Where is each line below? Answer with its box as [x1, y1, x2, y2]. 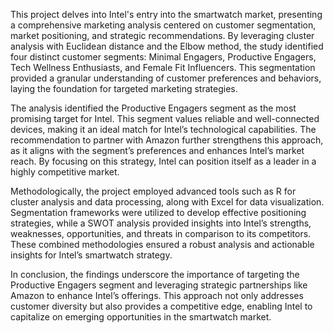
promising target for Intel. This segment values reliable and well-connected [10, 113, 320, 124]
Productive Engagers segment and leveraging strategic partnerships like [10, 279, 308, 291]
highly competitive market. [10, 166, 120, 178]
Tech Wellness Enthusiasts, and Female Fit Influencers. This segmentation [10, 62, 316, 73]
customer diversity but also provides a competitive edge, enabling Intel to [10, 300, 313, 312]
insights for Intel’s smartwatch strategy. [10, 249, 173, 261]
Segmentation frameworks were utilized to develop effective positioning [10, 207, 307, 218]
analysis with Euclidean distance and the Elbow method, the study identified [10, 40, 324, 52]
